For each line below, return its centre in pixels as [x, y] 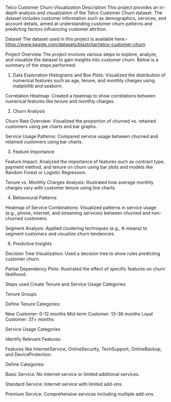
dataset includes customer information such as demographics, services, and [86, 18]
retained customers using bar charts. [44, 142]
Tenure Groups [21, 294]
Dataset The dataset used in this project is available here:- [67, 39]
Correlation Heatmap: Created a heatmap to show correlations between [80, 96]
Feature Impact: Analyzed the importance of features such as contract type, [85, 161]
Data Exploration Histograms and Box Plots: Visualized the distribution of [89, 75]
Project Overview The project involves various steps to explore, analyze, [81, 54]
